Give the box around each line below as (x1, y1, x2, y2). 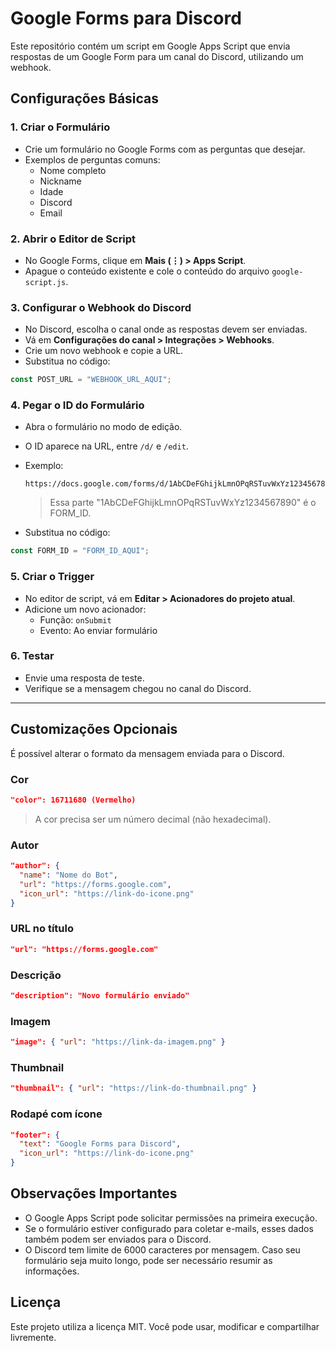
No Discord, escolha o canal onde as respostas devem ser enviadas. (24, 323, 308, 336)
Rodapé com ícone (10, 1107, 103, 1121)
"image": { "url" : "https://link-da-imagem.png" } (10, 1037, 226, 1047)
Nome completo (39, 164, 107, 176)
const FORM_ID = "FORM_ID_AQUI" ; (10, 546, 150, 556)
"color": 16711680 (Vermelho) (10, 795, 137, 805)
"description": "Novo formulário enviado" (10, 990, 190, 1001)
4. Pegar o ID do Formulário (10, 398, 145, 412)
